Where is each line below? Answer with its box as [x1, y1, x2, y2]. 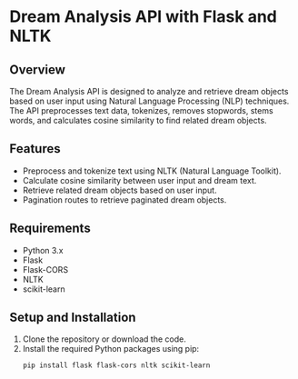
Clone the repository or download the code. [22, 334, 186, 344]
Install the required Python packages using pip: [22, 344, 200, 354]
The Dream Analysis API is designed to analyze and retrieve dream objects [9, 86, 289, 96]
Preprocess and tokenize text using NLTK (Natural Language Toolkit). [22, 165, 282, 176]
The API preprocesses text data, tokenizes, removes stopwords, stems [9, 105, 274, 115]
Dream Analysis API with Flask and [9, 6, 277, 27]
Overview [9, 62, 66, 77]
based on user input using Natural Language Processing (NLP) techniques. [9, 95, 290, 106]
